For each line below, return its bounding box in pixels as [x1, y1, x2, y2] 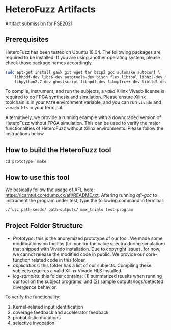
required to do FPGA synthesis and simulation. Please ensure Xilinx [5, 93, 146, 100]
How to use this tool [5, 173, 70, 182]
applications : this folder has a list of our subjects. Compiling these [12, 262, 152, 268]
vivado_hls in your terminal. [5, 105, 64, 111]
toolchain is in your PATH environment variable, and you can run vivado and [5, 99, 161, 105]
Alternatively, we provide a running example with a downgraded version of [5, 114, 161, 121]
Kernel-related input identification [12, 303, 83, 310]
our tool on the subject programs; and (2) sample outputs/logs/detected [12, 278, 164, 285]
